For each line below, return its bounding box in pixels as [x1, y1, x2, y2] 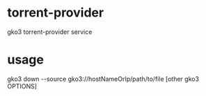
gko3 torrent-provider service [7, 28, 93, 36]
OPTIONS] [7, 81, 37, 90]
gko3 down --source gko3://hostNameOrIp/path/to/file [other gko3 [7, 75, 200, 83]
